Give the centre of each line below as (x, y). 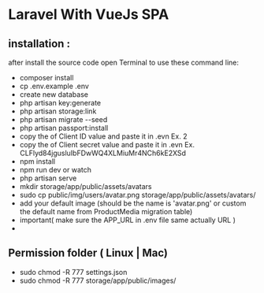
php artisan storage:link (58, 111)
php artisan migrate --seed (63, 119)
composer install (46, 78)
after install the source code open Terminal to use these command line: (123, 62)
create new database (54, 95)
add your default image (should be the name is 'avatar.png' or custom (133, 203)
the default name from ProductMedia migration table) (106, 211)
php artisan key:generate (60, 103)
